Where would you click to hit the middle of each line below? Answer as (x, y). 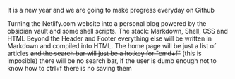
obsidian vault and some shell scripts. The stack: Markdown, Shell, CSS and (117, 31)
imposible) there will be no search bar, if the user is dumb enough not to (112, 61)
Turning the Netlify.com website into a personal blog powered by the (107, 23)
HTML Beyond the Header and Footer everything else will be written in (110, 38)
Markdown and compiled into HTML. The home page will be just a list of (112, 46)
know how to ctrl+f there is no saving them (70, 68)
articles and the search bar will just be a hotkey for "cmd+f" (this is (105, 53)
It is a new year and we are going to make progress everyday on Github (111, 10)
